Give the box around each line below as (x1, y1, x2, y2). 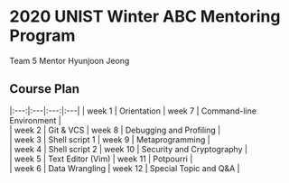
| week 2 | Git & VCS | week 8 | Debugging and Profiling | (9, 124, 221, 135)
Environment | (9, 114, 61, 125)
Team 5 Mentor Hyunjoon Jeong (9, 55, 130, 66)
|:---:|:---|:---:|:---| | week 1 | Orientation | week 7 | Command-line (9, 105, 257, 116)
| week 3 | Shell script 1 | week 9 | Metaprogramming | (9, 133, 210, 145)
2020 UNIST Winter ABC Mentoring (9, 6, 281, 27)
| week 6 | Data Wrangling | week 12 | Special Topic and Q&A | (9, 162, 240, 173)
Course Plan (9, 81, 79, 96)
